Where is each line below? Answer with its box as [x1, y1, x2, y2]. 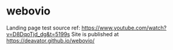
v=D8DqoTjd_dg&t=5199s [6, 30, 70, 37]
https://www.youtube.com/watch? [81, 24, 167, 31]
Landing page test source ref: [6, 24, 81, 31]
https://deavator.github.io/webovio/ [6, 37, 95, 44]
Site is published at [71, 30, 120, 37]
